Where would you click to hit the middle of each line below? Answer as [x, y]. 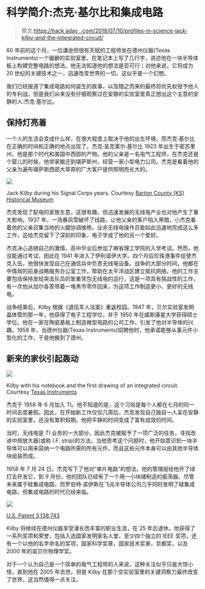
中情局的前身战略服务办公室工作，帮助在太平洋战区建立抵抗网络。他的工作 [100, 271]
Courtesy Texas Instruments [42, 392]
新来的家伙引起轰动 [42, 359]
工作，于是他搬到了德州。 [54, 337]
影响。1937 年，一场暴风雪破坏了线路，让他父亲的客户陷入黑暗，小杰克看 [104, 219]
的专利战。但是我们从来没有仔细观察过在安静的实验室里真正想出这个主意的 [100, 94]
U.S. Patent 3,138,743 [33, 516]
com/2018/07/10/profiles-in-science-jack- [135, 31]
